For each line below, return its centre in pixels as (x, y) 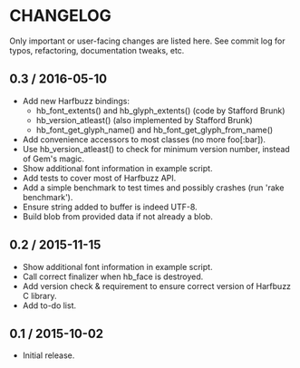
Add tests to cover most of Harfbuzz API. (99, 178)
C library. (39, 295)
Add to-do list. (49, 305)
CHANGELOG (60, 16)
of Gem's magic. (53, 159)
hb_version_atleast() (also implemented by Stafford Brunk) (145, 120)
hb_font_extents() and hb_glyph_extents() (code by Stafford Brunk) (160, 111)
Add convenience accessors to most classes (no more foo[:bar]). (144, 139)
